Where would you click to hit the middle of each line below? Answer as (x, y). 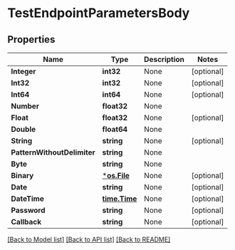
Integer (23, 71)
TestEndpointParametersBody (99, 13)
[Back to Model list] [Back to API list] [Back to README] (89, 239)
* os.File (116, 176)
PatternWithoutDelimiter (53, 152)
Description (164, 59)
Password (28, 210)
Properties (31, 40)
